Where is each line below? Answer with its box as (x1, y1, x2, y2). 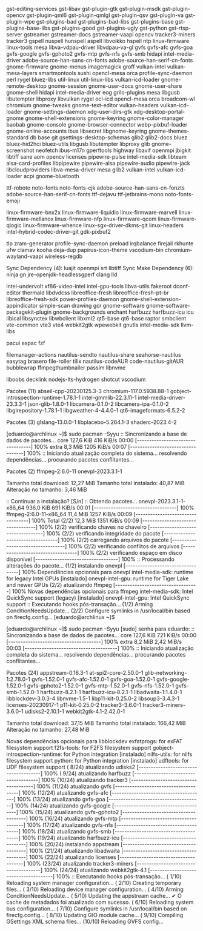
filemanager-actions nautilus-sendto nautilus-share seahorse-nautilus (6, 351, 181, 358)
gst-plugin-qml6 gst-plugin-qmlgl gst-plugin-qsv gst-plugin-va (26, 12, 184, 19)
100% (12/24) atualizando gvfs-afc (22, 789, 109, 796)
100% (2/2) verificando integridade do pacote (46, 530, 161, 537)
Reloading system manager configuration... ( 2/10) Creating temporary (6, 880, 182, 886)
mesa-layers (6, 70, 38, 76)
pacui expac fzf (6, 339, 45, 346)
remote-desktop (6, 82, 47, 90)
